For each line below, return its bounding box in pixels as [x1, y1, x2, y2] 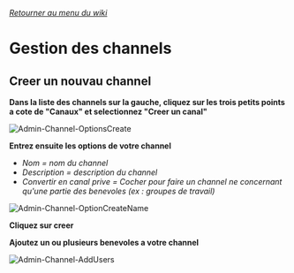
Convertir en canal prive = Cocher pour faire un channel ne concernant [21, 177, 283, 186]
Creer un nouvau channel [9, 73, 152, 88]
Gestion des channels [9, 39, 172, 58]
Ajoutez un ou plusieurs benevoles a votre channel [9, 238, 200, 247]
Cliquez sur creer [9, 220, 74, 231]
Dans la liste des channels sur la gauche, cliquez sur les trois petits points [9, 97, 285, 107]
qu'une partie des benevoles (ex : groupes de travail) [21, 186, 215, 196]
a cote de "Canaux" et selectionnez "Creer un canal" [9, 106, 207, 117]
